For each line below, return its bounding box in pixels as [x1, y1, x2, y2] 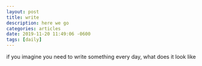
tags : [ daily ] [6, 37, 42, 43]
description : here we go [6, 20, 69, 26]
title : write [6, 14, 39, 20]
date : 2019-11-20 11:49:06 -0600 [6, 31, 91, 37]
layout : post [6, 8, 39, 15]
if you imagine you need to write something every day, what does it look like [6, 53, 196, 60]
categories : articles [6, 25, 61, 32]
